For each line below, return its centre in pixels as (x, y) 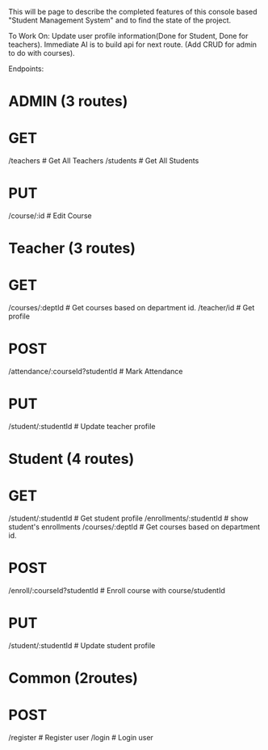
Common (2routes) (73, 678)
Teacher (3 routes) (72, 249)
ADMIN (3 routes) (68, 101)
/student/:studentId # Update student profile (82, 646)
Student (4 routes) (71, 459)
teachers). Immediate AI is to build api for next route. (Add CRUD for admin (132, 44)
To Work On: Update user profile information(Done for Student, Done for (128, 36)
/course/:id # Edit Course (50, 216)
